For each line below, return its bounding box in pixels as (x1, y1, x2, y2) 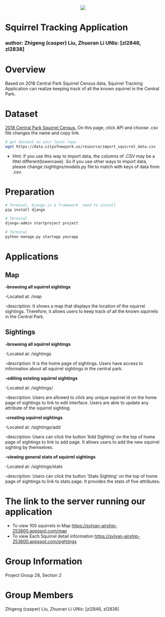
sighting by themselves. (5, 444, 53, 450)
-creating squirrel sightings (5, 414, 63, 420)
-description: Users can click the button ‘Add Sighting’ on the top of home (5, 434, 156, 440)
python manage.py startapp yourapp (5, 234, 79, 239)
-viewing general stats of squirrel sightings (5, 453, 96, 460)
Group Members (5, 589, 74, 601)
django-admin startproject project (5, 221, 79, 226)
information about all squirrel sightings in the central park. (5, 365, 123, 371)
